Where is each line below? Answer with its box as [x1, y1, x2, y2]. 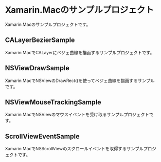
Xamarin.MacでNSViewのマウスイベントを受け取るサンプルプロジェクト [5, 112, 149, 118]
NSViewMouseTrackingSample [5, 98, 101, 106]
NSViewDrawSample [5, 64, 70, 72]
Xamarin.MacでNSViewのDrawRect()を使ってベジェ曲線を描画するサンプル [5, 78, 155, 83]
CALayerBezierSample [5, 36, 75, 44]
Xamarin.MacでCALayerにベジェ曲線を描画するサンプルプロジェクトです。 [5, 49, 155, 55]
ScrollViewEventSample [5, 132, 80, 141]
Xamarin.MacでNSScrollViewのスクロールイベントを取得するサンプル [5, 146, 144, 152]
